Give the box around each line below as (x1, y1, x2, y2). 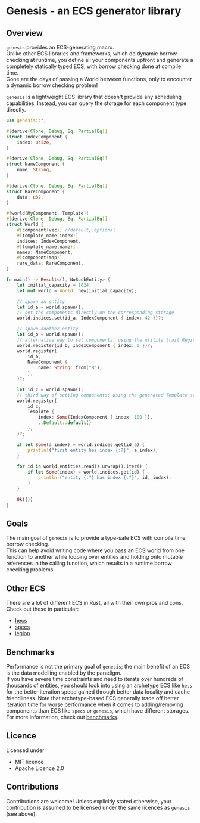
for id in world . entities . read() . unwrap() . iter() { (17, 463, 148, 469)
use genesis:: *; (6, 117, 46, 123)
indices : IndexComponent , (17, 238, 82, 244)
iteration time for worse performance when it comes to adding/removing (6, 701, 183, 708)
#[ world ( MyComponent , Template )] (6, 211, 89, 216)
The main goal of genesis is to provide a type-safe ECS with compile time (6, 534, 186, 542)
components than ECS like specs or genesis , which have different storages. (6, 707, 190, 714)
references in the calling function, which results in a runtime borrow (6, 559, 173, 567)
